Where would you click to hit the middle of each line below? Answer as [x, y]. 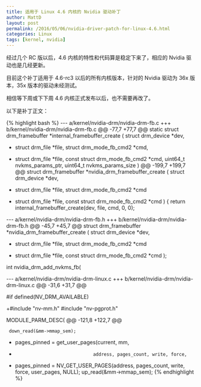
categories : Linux [29, 34]
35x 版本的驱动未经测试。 [48, 85]
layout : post [22, 23]
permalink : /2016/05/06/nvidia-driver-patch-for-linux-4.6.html [88, 29]
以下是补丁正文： [27, 111]
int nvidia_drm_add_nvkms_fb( [43, 267]
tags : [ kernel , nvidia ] [36, 40]
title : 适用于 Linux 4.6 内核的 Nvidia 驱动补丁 [64, 12]
